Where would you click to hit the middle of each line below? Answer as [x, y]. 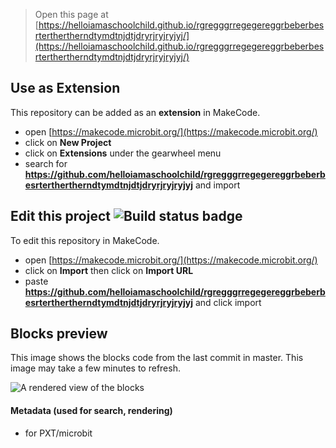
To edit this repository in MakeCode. [85, 240]
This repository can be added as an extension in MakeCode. [135, 112]
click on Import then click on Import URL [109, 270]
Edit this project [60, 216]
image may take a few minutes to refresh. [95, 368]
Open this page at [71, 14]
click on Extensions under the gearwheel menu [123, 153]
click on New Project [68, 142]
